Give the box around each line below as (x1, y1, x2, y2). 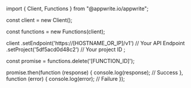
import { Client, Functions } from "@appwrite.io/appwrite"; (6, 5, 149, 12)
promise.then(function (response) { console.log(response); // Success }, (6, 69, 183, 76)
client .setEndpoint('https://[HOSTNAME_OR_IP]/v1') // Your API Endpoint (6, 40, 185, 46)
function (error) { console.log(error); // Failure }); (6, 76, 125, 82)
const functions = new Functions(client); (6, 28, 105, 35)
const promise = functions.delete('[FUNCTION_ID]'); (6, 58, 135, 64)
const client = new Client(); (6, 17, 73, 23)
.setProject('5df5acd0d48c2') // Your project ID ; (6, 46, 126, 53)
